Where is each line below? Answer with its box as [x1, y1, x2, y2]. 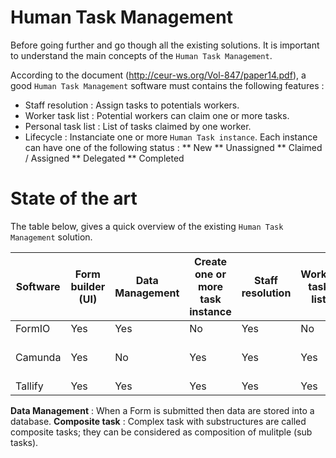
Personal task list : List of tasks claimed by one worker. [24, 120, 252, 132]
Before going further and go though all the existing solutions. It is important [10, 39, 320, 51]
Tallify [15, 379, 44, 393]
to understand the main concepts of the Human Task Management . [10, 49, 273, 61]
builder [70, 279, 106, 293]
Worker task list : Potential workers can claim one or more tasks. [24, 109, 290, 121]
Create [193, 254, 228, 268]
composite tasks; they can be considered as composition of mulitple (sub [10, 426, 313, 438]
